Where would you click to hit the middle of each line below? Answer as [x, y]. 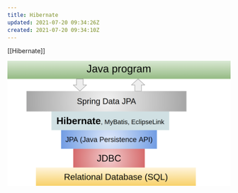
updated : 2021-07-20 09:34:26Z [53, 22]
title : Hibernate [33, 15]
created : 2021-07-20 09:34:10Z [53, 30]
